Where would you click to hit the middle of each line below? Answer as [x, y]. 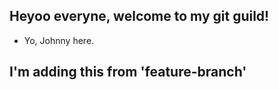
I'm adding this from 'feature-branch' [128, 72]
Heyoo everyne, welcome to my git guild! [139, 16]
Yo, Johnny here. [59, 40]
